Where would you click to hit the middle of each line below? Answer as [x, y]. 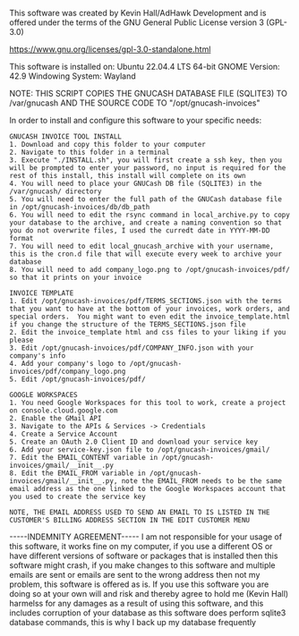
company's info [38, 356]
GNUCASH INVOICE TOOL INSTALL [66, 137]
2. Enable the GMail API [56, 419]
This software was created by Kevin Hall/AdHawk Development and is [138, 13]
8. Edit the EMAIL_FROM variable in [77, 473]
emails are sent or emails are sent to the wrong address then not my [135, 575]
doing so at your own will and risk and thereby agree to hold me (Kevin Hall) [149, 594]
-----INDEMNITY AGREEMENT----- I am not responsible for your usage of [146, 537]
